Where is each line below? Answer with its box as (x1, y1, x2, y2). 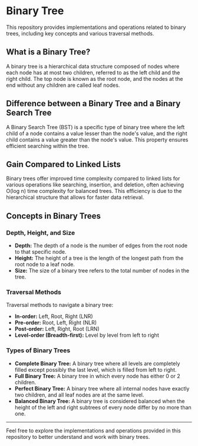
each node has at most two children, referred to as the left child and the (6, 69, 180, 76)
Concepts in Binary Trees (6, 211, 101, 221)
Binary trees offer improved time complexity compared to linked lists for (6, 175, 180, 182)
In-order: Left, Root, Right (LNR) (14, 313, 93, 320)
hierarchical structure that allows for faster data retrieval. (6, 194, 144, 201)
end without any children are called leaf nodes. (6, 81, 120, 88)
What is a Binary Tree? (6, 47, 91, 57)
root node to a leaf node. (14, 261, 75, 268)
